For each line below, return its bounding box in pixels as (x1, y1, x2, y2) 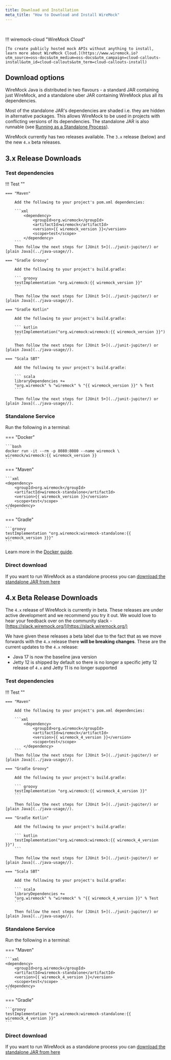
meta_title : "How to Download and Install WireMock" (5, 12, 120, 17)
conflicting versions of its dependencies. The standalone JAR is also (5, 119, 149, 125)
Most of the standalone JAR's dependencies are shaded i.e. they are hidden (5, 108, 165, 114)
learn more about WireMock (5, 51, 63, 56)
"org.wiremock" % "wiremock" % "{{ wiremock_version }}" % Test (14, 383, 154, 388)
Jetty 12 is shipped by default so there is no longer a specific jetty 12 (12, 659, 157, 666)
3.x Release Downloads (5, 154, 82, 162)
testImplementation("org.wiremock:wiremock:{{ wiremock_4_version (14, 837, 159, 843)
